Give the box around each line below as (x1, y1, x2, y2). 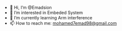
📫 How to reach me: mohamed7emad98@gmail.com (9, 20, 117, 26)
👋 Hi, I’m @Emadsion (9, 5, 52, 10)
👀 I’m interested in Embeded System (9, 10, 83, 15)
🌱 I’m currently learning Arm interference (9, 15, 93, 20)
